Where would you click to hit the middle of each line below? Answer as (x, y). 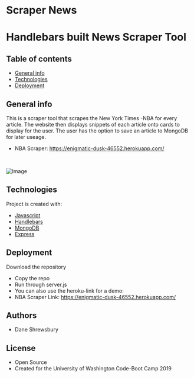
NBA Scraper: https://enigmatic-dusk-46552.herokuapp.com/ (89, 148)
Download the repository (36, 267)
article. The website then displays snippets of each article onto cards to (93, 125)
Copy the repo (32, 278)
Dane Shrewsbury (37, 330)
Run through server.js (41, 284)
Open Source (31, 362)
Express (24, 234)
